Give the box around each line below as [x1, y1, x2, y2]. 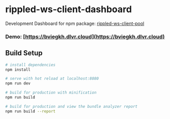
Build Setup [5, 49, 43, 57]
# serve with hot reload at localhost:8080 [5, 76, 99, 81]
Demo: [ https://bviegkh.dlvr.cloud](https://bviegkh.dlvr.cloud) [5, 33, 165, 40]
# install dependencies [5, 62, 56, 67]
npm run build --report [5, 108, 56, 114]
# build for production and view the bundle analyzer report [5, 104, 138, 109]
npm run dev [5, 81, 31, 86]
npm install [5, 67, 31, 72]
